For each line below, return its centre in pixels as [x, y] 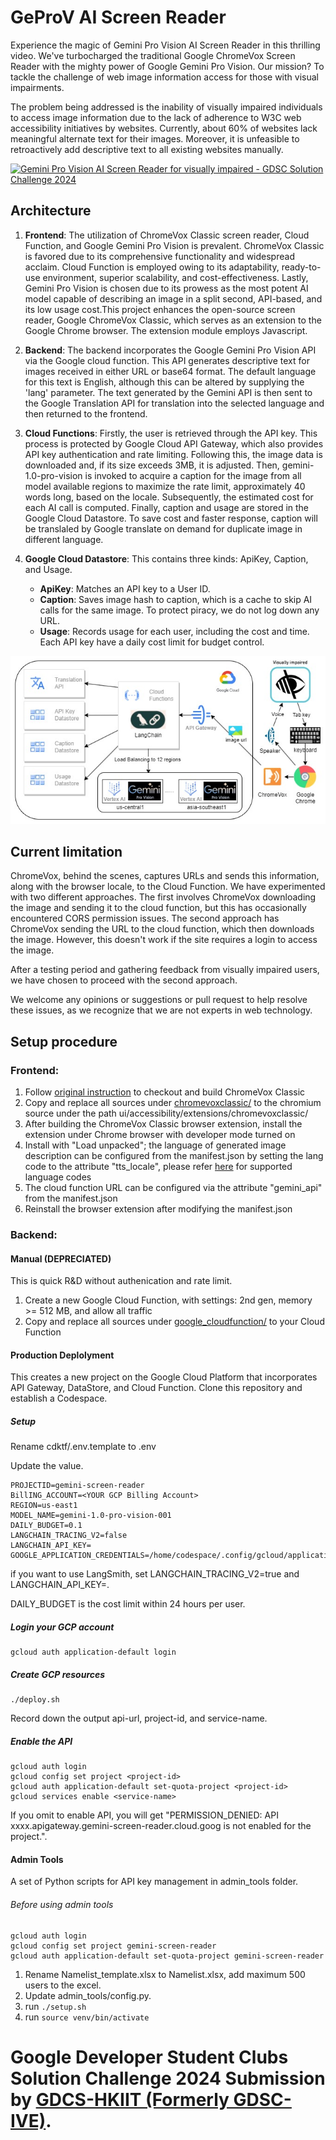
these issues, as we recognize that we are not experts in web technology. [161, 1010]
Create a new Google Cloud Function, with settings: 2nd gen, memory [168, 1300]
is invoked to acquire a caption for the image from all [193, 475]
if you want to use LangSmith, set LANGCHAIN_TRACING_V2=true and [155, 1574]
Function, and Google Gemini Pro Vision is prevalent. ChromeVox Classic [174, 245]
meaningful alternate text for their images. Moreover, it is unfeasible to [155, 138]
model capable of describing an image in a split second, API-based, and [173, 298]
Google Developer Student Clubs [149, 2057]
